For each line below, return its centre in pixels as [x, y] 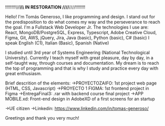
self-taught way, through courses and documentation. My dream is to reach [82, 63]
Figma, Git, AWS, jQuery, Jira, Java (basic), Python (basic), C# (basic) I [77, 38]
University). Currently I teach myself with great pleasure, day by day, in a [79, 58]
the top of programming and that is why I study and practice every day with [82, 68]
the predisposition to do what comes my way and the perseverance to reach [83, 22]
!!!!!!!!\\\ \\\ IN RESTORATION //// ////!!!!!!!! [45, 7]
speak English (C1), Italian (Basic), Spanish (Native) [57, 43]
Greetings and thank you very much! [42, 118]
